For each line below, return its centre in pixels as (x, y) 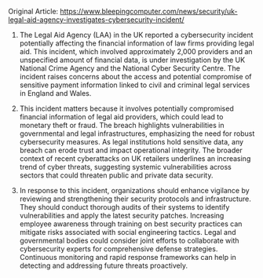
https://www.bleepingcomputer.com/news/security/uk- (149, 11)
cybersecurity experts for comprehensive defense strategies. (119, 249)
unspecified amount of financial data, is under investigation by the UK (132, 60)
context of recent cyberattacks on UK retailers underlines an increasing (135, 159)
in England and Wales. (55, 93)
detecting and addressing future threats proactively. (104, 265)
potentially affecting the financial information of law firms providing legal (137, 43)
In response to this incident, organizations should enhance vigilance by (134, 190)
